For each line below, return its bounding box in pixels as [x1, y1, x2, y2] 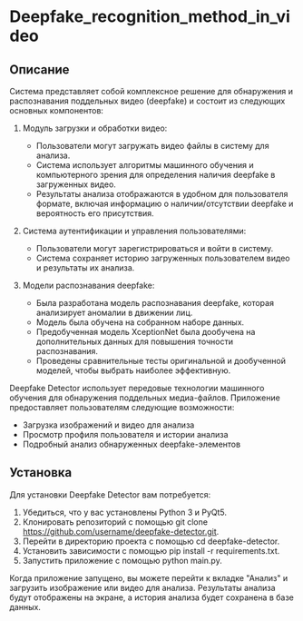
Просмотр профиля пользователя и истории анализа [22, 429, 229, 439]
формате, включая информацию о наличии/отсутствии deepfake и [35, 198, 294, 209]
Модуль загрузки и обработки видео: [22, 123, 168, 133]
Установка [9, 465, 73, 480]
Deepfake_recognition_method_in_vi [9, 6, 290, 27]
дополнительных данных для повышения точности [35, 336, 234, 347]
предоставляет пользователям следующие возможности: [9, 402, 235, 412]
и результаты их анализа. [35, 262, 135, 273]
